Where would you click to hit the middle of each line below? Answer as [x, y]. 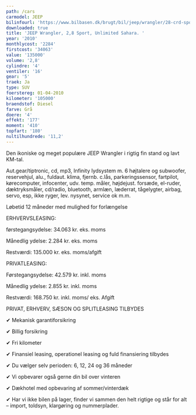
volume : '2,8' [23, 60]
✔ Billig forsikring [27, 331]
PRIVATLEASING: [27, 263]
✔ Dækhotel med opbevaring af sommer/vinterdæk [68, 388]
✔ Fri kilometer [24, 343]
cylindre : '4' [23, 66]
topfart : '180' [24, 131]
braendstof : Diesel [30, 104]
